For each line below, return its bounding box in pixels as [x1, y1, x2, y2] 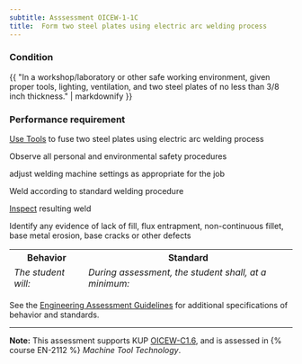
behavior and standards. [9, 309, 100, 320]
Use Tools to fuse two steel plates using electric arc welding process [9, 134, 264, 145]
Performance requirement [9, 113, 126, 126]
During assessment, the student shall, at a [88, 266, 267, 279]
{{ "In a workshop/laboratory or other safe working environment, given [9, 71, 271, 82]
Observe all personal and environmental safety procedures [9, 151, 227, 162]
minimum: [88, 278, 130, 290]
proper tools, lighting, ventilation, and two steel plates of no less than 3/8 [9, 81, 280, 92]
